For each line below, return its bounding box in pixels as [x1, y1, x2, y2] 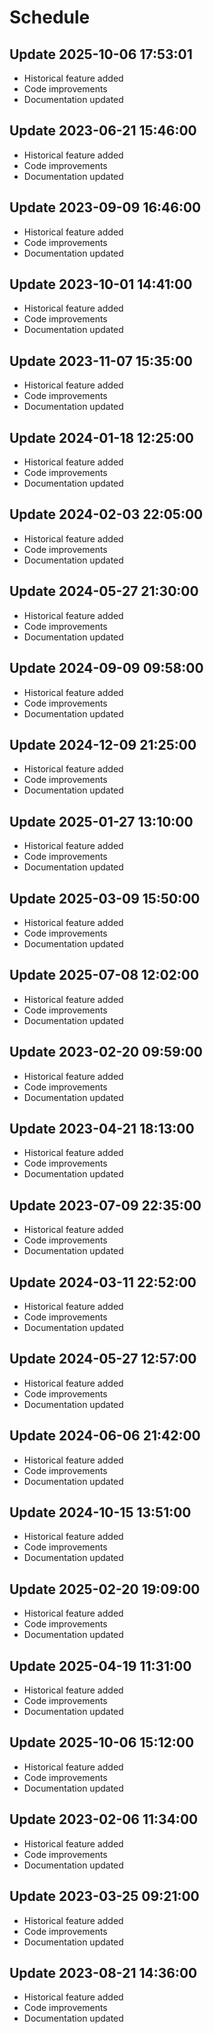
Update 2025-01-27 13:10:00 [9, 813, 194, 830]
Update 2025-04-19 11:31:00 [9, 1657, 192, 1675]
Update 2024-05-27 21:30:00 [9, 583, 199, 600]
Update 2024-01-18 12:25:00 [9, 429, 194, 446]
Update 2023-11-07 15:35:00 [9, 352, 193, 370]
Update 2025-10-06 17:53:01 [9, 46, 193, 63]
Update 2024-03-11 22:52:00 [9, 1274, 197, 1291]
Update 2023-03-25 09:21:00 [9, 1888, 200, 1905]
